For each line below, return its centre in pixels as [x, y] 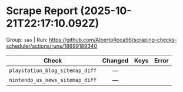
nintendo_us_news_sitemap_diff [53, 80]
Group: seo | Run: [27, 40]
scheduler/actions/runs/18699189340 [52, 46]
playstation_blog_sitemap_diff [53, 70]
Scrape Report [42, 11]
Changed [115, 60]
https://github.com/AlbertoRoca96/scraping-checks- [113, 40]
